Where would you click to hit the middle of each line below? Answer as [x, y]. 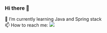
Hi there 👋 [17, 8]
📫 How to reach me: [26, 25]
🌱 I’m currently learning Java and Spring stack [53, 19]
